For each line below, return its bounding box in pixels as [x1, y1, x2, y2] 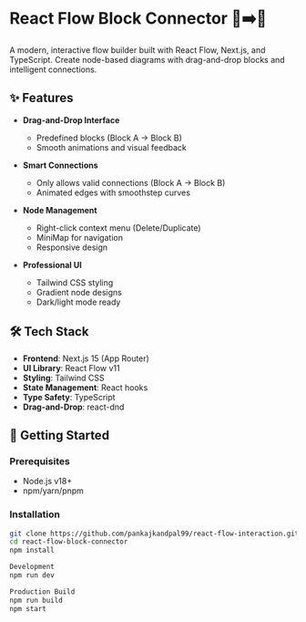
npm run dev [9, 571, 55, 580]
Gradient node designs [36, 286, 123, 297]
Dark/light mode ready [36, 296, 121, 307]
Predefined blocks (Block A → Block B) [36, 132, 182, 143]
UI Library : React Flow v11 [22, 362, 120, 373]
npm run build [9, 596, 64, 605]
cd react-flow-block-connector [9, 537, 128, 546]
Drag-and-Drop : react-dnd [22, 401, 125, 412]
